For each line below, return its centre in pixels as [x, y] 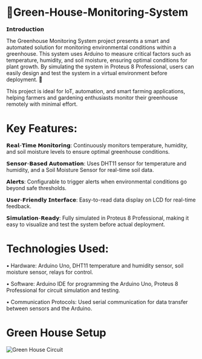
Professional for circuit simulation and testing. [63, 290]
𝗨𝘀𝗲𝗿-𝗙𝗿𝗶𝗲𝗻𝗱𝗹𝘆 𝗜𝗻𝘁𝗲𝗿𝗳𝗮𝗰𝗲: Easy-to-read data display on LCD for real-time [101, 200]
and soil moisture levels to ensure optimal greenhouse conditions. [88, 151]
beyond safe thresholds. [36, 188]
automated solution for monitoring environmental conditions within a [91, 47]
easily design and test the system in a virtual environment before [87, 73]
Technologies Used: [57, 249]
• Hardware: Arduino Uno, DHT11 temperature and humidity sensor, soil [95, 265]
